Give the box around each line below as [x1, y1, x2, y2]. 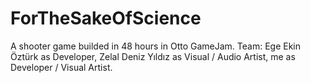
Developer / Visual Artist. [10, 61, 113, 73]
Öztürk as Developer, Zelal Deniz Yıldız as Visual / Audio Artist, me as [10, 50, 296, 62]
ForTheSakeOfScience [10, 7, 202, 30]
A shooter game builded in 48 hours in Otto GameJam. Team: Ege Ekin [10, 40, 302, 52]
